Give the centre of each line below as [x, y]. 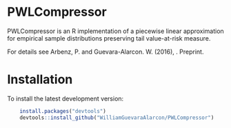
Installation [40, 79]
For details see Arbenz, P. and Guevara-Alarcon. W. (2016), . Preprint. [106, 52]
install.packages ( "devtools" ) [63, 111]
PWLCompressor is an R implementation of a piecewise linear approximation [115, 31]
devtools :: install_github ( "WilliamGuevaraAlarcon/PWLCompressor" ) [117, 118]
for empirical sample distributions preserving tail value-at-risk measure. [109, 38]
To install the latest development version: [66, 98]
